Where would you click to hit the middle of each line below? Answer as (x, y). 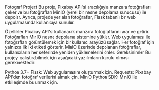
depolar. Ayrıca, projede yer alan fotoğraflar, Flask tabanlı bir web (71, 17)
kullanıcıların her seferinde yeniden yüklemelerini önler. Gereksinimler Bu (78, 52)
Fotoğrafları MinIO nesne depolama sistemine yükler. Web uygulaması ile (78, 37)
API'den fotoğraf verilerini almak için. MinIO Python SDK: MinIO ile (71, 77)
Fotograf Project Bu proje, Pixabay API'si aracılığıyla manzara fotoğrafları (78, 7)
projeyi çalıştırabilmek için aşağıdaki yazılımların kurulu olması (67, 57)
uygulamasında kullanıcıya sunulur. (40, 22)
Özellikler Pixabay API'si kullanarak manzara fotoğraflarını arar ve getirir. (77, 32)
